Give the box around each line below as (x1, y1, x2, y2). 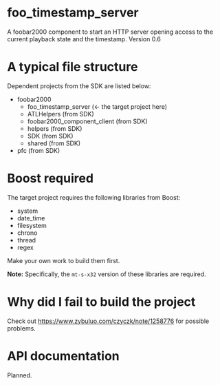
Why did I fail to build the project (7, 294, 196, 309)
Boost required (7, 171, 94, 187)
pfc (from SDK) (16, 146, 60, 154)
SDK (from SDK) (27, 132, 74, 140)
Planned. (7, 371, 32, 379)
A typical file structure (7, 59, 138, 75)
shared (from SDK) (27, 139, 81, 147)
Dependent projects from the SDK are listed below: (7, 81, 151, 90)
